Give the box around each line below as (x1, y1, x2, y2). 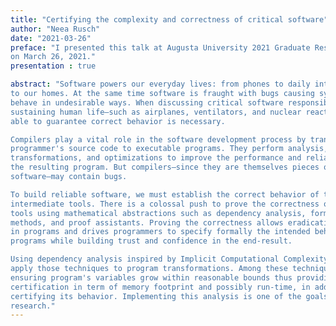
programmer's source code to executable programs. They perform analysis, (10, 144, 329, 154)
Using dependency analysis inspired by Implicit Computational (10, 254, 280, 265)
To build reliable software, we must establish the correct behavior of (10, 189, 320, 200)
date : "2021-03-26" (10, 33, 92, 43)
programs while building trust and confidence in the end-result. (10, 236, 293, 246)
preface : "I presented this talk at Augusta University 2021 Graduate (10, 42, 311, 53)
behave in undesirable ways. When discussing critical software (10, 97, 284, 108)
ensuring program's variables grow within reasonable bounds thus (10, 272, 293, 283)
